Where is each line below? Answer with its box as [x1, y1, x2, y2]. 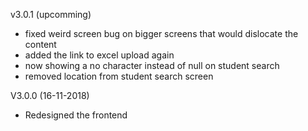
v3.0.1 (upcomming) [10, 9, 92, 20]
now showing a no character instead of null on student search [24, 60, 280, 71]
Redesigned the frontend [24, 109, 128, 121]
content [24, 39, 57, 50]
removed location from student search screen [24, 70, 214, 82]
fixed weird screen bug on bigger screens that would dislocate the [24, 28, 299, 39]
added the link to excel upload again [24, 49, 175, 61]
